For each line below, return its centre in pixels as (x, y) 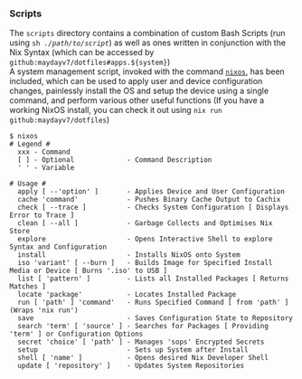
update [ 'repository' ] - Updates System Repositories (131, 366)
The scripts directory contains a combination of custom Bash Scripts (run (147, 33)
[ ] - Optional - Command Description (115, 160)
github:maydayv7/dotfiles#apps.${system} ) (90, 62)
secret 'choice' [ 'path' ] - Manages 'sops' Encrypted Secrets (141, 342)
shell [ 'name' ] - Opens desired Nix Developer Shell (143, 358)
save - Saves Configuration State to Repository (156, 318)
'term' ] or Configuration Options (76, 334)
